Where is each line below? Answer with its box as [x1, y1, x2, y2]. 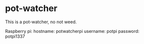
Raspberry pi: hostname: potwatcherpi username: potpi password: [5, 28, 140, 34]
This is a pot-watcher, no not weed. [5, 19, 77, 25]
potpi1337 [5, 33, 26, 39]
